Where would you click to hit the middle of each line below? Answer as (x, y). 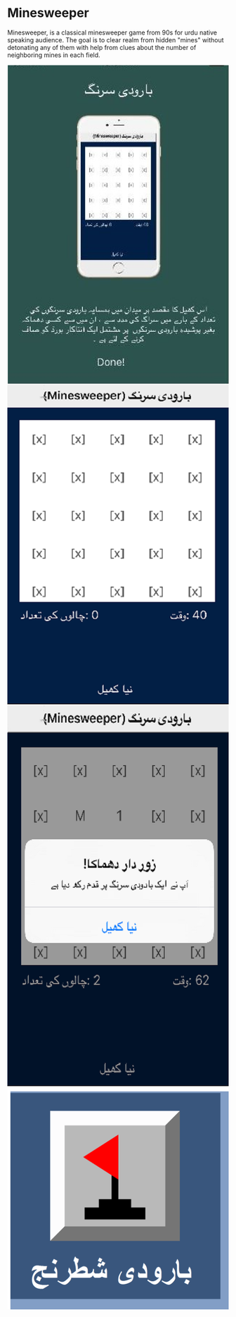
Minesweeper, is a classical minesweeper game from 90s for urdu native (112, 32)
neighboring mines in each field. (54, 55)
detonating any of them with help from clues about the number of (102, 47)
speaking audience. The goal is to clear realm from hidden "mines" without (116, 39)
